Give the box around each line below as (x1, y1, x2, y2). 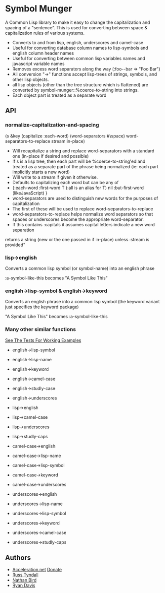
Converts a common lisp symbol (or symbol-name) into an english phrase (5, 265, 155, 271)
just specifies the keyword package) (5, 304, 79, 310)
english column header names (12, 50, 74, 56)
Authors (5, 553, 31, 562)
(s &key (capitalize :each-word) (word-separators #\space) (5, 132, 125, 139)
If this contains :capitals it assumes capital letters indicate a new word (12, 221, 155, 227)
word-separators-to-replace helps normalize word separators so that (12, 211, 153, 217)
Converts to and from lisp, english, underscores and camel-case (12, 39, 144, 45)
